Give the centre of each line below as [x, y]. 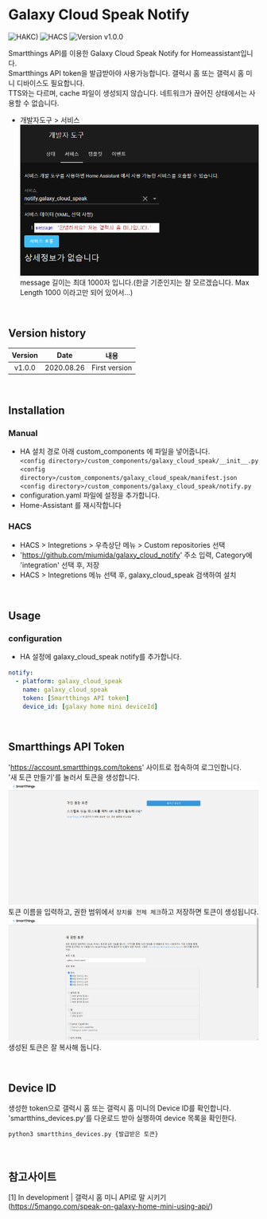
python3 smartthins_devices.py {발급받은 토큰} [83, 1134]
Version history [47, 333]
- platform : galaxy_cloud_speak [69, 682]
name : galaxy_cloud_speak [66, 690]
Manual [23, 433]
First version [112, 368]
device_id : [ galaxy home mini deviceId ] [90, 706]
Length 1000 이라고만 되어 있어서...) [76, 292]
